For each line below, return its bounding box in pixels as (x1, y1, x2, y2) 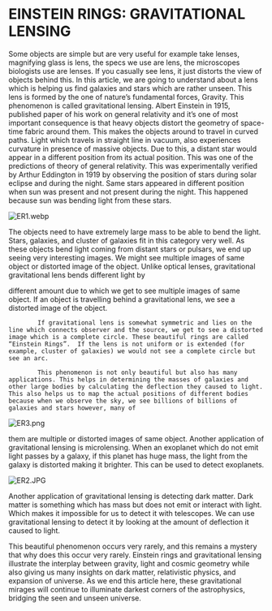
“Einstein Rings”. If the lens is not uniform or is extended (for (8, 340, 245, 348)
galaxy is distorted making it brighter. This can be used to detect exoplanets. (8, 459, 265, 469)
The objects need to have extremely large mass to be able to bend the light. (8, 226, 261, 236)
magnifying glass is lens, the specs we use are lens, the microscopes (8, 58, 240, 67)
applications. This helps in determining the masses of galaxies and (8, 375, 249, 384)
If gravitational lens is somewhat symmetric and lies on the (37, 318, 253, 327)
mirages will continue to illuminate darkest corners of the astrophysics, (8, 584, 245, 594)
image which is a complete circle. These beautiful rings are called (8, 333, 249, 341)
